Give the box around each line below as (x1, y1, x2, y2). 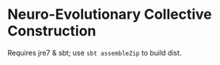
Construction (7, 22, 97, 40)
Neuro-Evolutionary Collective (7, 5, 212, 23)
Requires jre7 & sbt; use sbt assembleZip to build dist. (7, 48, 182, 57)
